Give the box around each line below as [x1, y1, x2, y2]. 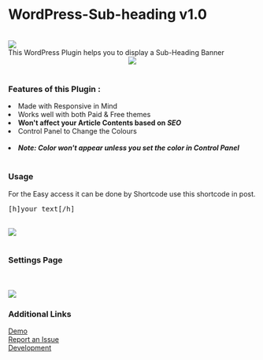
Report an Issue [8, 335, 59, 344]
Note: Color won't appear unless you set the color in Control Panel [18, 143, 240, 152]
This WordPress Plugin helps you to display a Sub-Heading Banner [8, 47, 224, 57]
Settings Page [8, 255, 63, 266]
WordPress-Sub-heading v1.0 [8, 6, 207, 24]
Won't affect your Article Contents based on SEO [18, 118, 182, 127]
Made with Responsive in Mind [18, 101, 118, 111]
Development [8, 343, 52, 353]
